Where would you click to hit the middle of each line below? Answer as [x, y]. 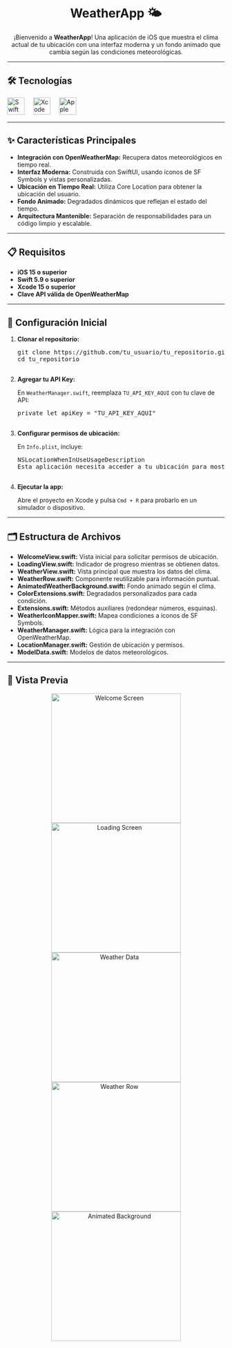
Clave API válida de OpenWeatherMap [73, 294]
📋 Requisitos [36, 252]
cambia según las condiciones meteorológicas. [116, 52]
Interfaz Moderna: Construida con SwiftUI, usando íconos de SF [109, 172]
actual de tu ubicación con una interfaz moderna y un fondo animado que [116, 44]
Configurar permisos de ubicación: [68, 433]
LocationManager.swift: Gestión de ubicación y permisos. [101, 645]
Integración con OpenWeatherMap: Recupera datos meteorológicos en [119, 157]
